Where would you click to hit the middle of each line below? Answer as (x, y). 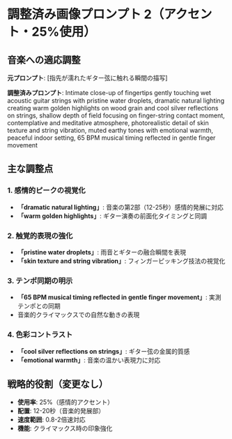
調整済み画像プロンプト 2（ (86, 14)
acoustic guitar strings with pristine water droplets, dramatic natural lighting (116, 101)
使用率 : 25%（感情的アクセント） (65, 402)
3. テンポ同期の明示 (40, 280)
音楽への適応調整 (44, 60)
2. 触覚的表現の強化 (40, 236)
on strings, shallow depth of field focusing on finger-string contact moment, (116, 115)
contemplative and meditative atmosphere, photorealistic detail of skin (108, 123)
